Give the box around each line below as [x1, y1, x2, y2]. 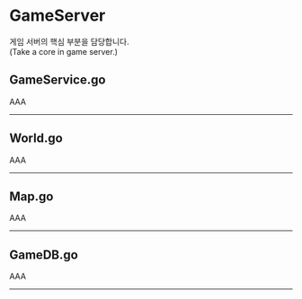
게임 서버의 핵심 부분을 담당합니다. [9, 36, 129, 47]
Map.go [9, 189, 54, 204]
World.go [9, 131, 63, 146]
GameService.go [9, 73, 106, 88]
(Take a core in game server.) [9, 46, 119, 57]
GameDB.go [9, 247, 78, 262]
